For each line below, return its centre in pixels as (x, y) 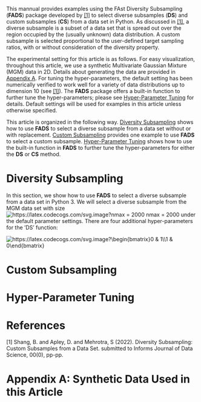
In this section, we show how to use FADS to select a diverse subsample (96, 195)
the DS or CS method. (34, 154)
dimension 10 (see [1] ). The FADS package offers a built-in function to (93, 91)
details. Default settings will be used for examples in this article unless (94, 104)
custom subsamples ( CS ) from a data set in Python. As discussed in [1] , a (98, 21)
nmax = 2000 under (171, 215)
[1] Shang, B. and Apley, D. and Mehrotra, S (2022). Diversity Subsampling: (99, 342)
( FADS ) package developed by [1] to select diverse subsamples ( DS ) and (97, 15)
